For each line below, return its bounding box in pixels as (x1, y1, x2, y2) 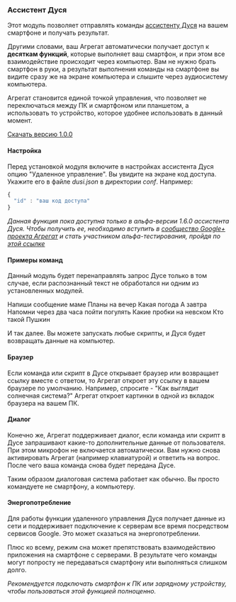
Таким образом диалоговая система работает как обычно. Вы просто (7, 474, 220, 483)
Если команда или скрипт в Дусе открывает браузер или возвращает (7, 369, 219, 377)
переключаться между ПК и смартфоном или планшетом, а (7, 101, 189, 110)
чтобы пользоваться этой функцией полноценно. (7, 586, 157, 595)
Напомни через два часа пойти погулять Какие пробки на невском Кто (7, 308, 224, 316)
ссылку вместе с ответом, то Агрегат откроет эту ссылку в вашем (7, 376, 210, 384)
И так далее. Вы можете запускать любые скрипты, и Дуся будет (7, 329, 206, 338)
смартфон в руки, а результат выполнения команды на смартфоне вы (7, 65, 220, 74)
